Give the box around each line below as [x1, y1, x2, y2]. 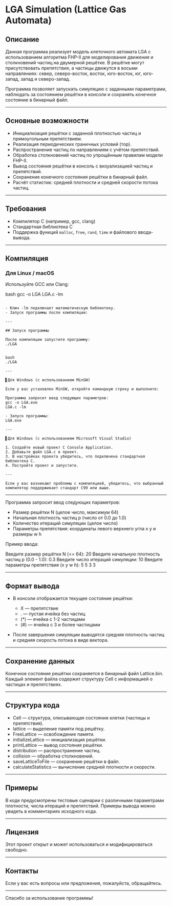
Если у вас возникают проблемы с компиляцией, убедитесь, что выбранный [5, 481, 164, 486]
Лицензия [5, 827, 39, 836]
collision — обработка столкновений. [12, 753, 94, 759]
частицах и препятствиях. [5, 681, 62, 687]
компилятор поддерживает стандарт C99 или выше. [5, 486, 111, 491]
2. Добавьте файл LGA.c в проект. [5, 450, 79, 455]
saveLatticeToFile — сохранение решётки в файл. [12, 758, 120, 764]
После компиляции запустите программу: [5, 337, 91, 342]
